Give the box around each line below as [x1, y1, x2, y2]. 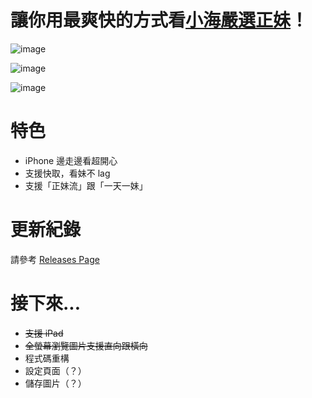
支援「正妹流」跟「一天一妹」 [24, 179, 148, 191]
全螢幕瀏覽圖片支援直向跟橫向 [24, 339, 148, 351]
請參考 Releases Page [10, 253, 100, 265]
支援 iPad [24, 327, 64, 339]
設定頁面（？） [24, 364, 87, 376]
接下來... [10, 292, 82, 315]
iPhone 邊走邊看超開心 [24, 154, 118, 166]
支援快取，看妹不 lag [24, 167, 111, 179]
